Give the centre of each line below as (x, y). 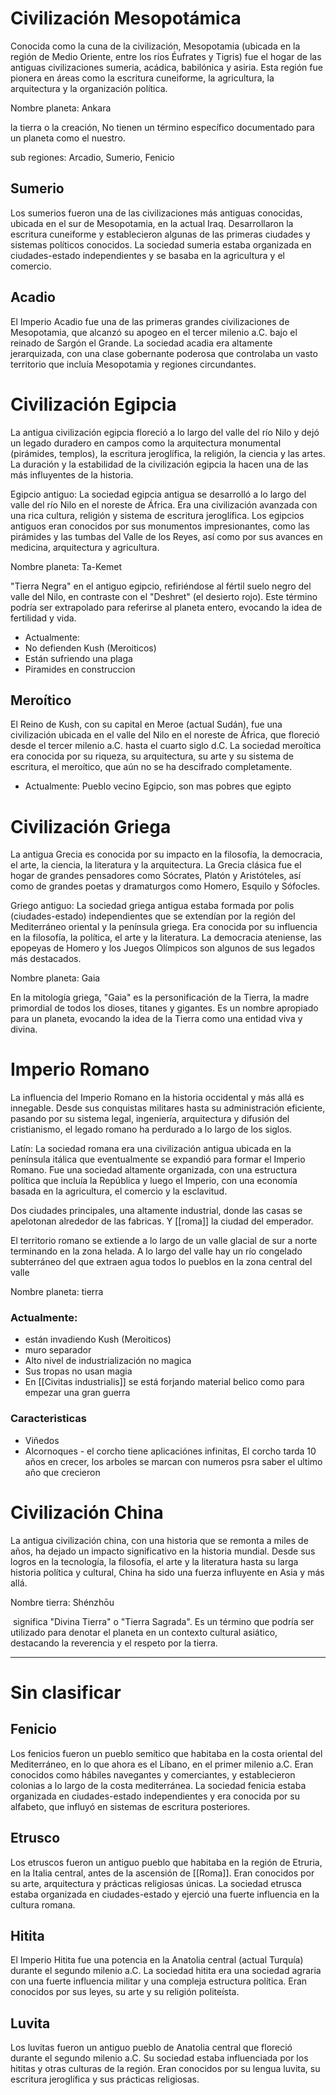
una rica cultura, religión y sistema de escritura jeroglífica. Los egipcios (157, 515)
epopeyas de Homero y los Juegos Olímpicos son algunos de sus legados (163, 948)
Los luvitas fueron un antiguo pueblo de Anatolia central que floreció (151, 2048)
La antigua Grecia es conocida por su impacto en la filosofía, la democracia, (166, 854)
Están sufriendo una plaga (78, 658)
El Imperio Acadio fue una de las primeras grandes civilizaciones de (150, 321)
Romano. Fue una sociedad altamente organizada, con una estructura (154, 1170)
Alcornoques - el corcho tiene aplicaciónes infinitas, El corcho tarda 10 (170, 1451)
